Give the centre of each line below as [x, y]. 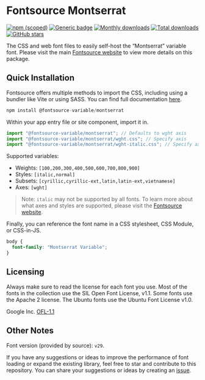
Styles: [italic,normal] [45, 174]
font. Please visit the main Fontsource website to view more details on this [99, 52]
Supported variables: [33, 156]
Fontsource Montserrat [66, 11]
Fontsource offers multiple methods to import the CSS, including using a [97, 93]
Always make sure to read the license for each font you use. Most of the [97, 287]
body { [15, 242]
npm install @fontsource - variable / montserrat [65, 110]
